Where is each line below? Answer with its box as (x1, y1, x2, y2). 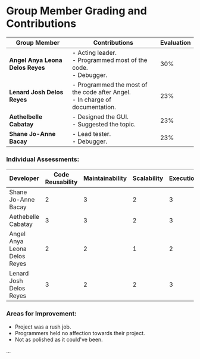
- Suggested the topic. (72, 120, 136, 128)
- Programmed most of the (72, 55, 148, 64)
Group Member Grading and (6, 4, 147, 18)
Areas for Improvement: (6, 310, 77, 318)
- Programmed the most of (72, 81, 148, 89)
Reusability (45, 178, 78, 186)
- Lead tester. (72, 129, 111, 138)
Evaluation (160, 38, 191, 47)
